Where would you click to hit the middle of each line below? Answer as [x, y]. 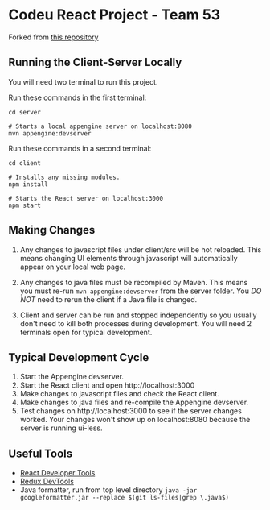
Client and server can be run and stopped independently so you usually [138, 315]
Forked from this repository [53, 37]
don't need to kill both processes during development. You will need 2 [136, 323]
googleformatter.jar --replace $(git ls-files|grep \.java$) [125, 498]
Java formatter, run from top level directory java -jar [108, 490]
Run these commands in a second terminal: [80, 148]
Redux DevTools [47, 482]
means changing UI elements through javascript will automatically [129, 258]
